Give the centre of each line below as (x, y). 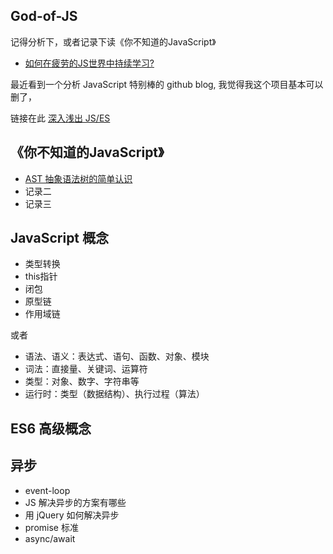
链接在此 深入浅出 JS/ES (60, 118)
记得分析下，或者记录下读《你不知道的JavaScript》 (113, 41)
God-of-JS (44, 16)
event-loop (47, 490)
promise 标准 (51, 527)
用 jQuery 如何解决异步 (72, 515)
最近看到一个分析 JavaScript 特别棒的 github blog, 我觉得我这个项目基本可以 (167, 84)
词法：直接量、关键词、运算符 (86, 369)
